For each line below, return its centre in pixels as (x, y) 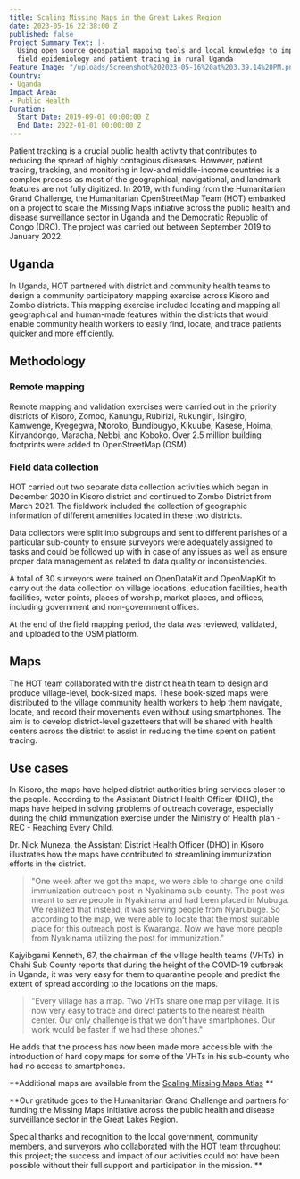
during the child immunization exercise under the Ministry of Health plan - (145, 818)
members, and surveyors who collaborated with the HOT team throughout (145, 1146)
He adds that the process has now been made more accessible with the (141, 1047)
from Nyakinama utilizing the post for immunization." (128, 938)
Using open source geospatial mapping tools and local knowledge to (147, 51)
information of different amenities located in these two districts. (126, 515)
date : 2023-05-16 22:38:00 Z (63, 26)
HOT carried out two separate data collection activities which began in (139, 487)
